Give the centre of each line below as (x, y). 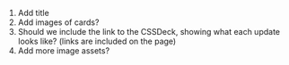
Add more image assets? (64, 51)
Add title (33, 13)
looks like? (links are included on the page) (97, 41)
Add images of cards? (58, 22)
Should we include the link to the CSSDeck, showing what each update (149, 32)
